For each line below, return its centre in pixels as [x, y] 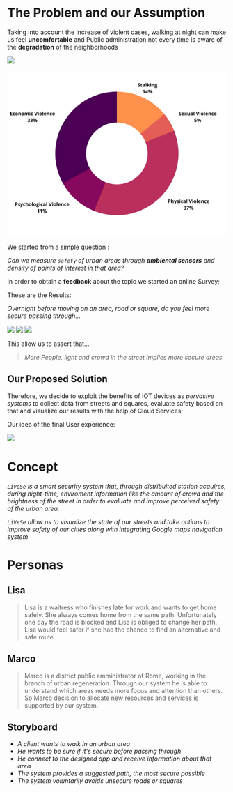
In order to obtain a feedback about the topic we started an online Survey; [114, 281]
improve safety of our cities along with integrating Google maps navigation [115, 529]
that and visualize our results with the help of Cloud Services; [95, 411]
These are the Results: [39, 295]
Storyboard [32, 727]
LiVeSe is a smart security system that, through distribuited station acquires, [116, 486]
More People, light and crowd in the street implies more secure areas [123, 357]
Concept [33, 467]
